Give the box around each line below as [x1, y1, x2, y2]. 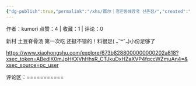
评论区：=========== [6, 73, 64, 80]
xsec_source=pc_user [6, 62, 60, 69]
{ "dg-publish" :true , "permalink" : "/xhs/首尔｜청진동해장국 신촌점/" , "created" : [6, 8, 188, 15]
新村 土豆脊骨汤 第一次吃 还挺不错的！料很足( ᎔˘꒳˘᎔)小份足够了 [6, 37, 156, 44]
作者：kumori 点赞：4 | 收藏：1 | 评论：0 [6, 25, 103, 32]
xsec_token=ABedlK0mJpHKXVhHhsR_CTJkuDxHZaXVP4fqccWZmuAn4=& [6, 55, 188, 62]
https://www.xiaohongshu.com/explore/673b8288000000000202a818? [6, 49, 179, 56]
